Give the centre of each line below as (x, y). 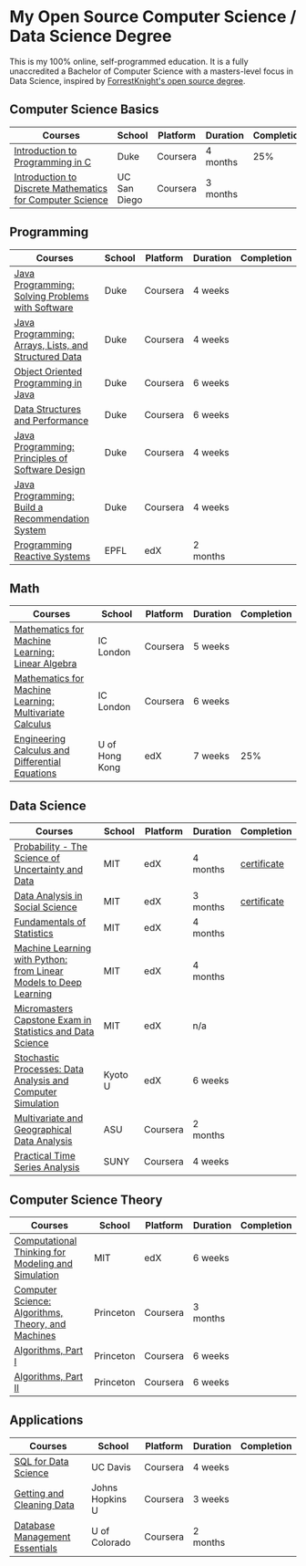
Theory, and (40, 1324)
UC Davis (111, 1467)
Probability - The (51, 847)
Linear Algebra (46, 663)
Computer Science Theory (86, 1200)
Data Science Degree (91, 36)
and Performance (51, 420)
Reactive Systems (52, 556)
